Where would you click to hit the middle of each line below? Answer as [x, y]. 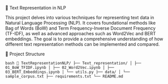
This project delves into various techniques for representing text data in [80, 17]
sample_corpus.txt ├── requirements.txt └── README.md [64, 76]
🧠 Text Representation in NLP [36, 8]
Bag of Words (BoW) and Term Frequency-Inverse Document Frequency [80, 28]
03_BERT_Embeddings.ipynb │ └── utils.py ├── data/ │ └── [68, 72]
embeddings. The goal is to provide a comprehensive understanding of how [84, 39]
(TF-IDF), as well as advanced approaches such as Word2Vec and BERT [80, 33]
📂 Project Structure [25, 54]
